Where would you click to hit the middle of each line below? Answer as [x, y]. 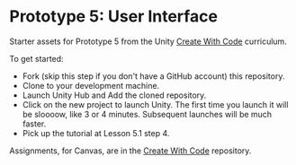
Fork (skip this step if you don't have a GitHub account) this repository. [153, 76]
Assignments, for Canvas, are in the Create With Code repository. [130, 151]
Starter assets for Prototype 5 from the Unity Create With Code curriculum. [148, 41]
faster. [34, 124]
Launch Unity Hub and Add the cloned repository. [114, 95]
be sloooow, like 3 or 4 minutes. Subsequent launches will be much [147, 114]
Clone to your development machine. [91, 85]
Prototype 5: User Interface [114, 17]
